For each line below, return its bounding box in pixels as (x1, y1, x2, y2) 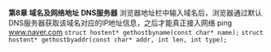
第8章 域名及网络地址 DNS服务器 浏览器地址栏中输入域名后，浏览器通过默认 (8, 8, 263, 17)
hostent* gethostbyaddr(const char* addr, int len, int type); (8, 36, 228, 44)
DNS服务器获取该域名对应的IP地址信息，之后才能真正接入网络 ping (8, 18, 233, 28)
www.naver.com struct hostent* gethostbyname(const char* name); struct (8, 28, 264, 37)
